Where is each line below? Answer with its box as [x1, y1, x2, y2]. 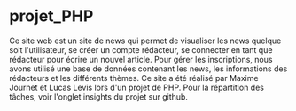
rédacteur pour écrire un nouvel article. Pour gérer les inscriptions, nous [9, 54, 273, 64]
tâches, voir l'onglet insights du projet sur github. [9, 91, 189, 102]
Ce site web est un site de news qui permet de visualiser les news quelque [9, 35, 282, 46]
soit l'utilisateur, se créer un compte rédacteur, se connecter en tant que [9, 44, 273, 55]
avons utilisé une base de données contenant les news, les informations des [9, 63, 288, 74]
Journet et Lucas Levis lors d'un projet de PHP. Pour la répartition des [9, 82, 264, 92]
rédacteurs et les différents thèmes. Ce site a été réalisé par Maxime [9, 72, 259, 83]
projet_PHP [9, 6, 94, 26]
